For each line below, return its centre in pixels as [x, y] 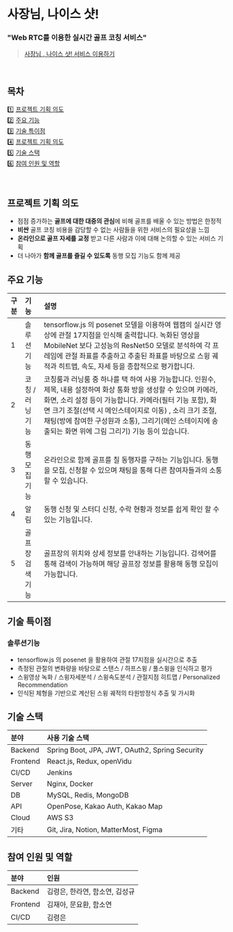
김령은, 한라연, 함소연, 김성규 [91, 892]
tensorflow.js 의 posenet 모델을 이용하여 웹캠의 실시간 [129, 324]
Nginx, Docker [70, 784]
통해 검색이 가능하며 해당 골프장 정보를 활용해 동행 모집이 [131, 563]
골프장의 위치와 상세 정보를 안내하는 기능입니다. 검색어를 [130, 553]
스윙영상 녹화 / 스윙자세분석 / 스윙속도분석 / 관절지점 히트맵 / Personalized [119, 677]
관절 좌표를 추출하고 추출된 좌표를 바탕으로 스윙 [137, 355]
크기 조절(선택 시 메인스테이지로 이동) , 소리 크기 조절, [134, 410]
